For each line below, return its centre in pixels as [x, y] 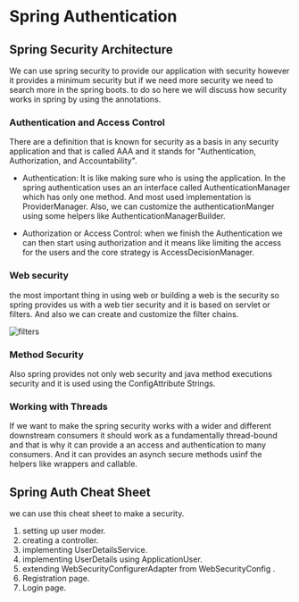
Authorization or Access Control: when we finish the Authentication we [152, 233]
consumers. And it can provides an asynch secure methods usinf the [136, 455]
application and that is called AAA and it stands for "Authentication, [133, 151]
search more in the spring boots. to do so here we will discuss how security [148, 90]
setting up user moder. [64, 531]
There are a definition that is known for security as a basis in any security [144, 142]
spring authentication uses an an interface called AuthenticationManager [156, 188]
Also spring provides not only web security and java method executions [141, 373]
